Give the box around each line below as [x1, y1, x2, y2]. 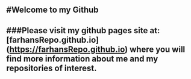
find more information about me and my [6, 54, 158, 64]
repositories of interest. [6, 63, 98, 73]
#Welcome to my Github [6, 5, 99, 15]
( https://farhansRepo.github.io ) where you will [6, 44, 186, 54]
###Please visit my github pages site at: [6, 25, 160, 36]
